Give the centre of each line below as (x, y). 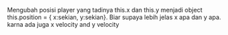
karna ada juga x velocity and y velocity (63, 24)
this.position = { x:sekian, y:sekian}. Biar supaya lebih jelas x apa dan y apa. (114, 17)
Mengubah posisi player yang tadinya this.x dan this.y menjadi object (105, 10)
